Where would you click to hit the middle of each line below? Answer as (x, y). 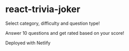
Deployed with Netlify (28, 43)
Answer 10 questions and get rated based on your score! (65, 33)
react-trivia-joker (43, 9)
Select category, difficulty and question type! (53, 23)
